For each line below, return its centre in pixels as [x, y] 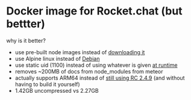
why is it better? [26, 40]
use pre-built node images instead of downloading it [80, 52]
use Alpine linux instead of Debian [57, 58]
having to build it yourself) [47, 84]
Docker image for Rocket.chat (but [94, 11]
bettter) [26, 24]
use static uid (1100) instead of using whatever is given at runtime [96, 65]
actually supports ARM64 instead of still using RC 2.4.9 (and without [100, 78]
